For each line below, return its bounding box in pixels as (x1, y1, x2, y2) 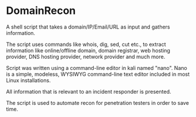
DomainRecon (6, 4, 76, 17)
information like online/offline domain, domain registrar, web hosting (6, 47, 171, 54)
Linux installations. (6, 77, 51, 84)
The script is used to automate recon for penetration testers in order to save (6, 99, 189, 106)
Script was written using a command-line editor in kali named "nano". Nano (6, 64, 187, 71)
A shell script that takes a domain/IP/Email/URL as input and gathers (6, 23, 171, 30)
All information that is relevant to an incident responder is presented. (6, 88, 171, 95)
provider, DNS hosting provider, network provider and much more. (6, 53, 166, 60)
